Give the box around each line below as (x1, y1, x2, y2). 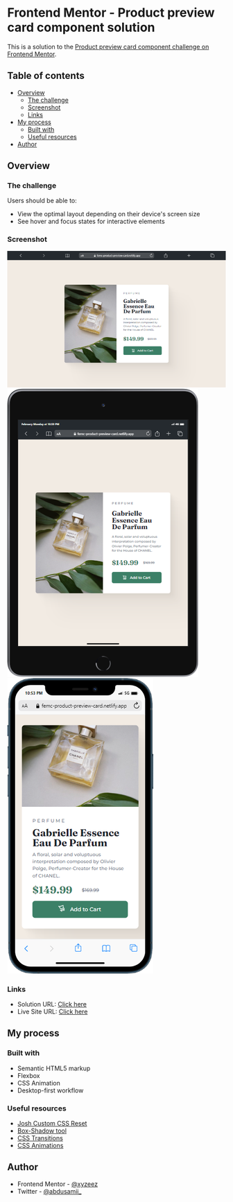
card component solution (7, 19, 155, 35)
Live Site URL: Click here (17, 1007, 88, 1016)
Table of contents (7, 70, 85, 82)
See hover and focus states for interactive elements (17, 217, 165, 226)
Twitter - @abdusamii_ (17, 1187, 82, 1195)
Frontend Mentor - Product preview (7, 5, 215, 21)
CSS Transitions (17, 1134, 64, 1142)
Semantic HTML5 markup (17, 1064, 91, 1072)
